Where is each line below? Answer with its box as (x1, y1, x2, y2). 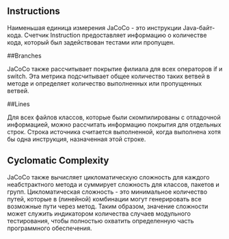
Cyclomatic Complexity (7, 155, 109, 166)
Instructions (7, 5, 60, 17)
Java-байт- (183, 23, 215, 32)
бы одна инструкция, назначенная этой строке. (7, 135, 146, 143)
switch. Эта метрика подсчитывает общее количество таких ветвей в (7, 72, 211, 80)
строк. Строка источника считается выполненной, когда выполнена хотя (7, 127, 221, 136)
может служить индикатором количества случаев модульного (7, 209, 191, 218)
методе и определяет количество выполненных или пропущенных (7, 79, 202, 88)
